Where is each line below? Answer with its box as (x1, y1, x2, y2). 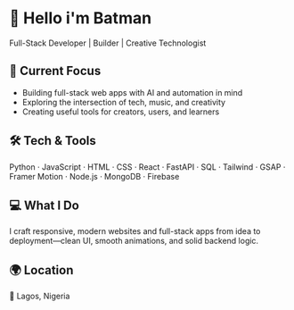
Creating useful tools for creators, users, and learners (21, 106, 220, 117)
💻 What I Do (9, 197, 80, 213)
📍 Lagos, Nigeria (9, 290, 70, 302)
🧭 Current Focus (9, 63, 102, 79)
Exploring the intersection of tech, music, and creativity (21, 96, 225, 107)
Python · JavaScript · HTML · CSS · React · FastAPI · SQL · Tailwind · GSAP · (9, 161, 286, 172)
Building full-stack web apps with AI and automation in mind (21, 87, 243, 97)
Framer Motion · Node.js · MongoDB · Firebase (9, 171, 180, 181)
